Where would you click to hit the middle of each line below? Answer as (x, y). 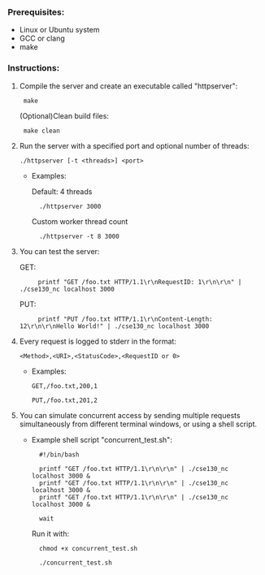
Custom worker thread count (80, 221)
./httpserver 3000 (70, 206)
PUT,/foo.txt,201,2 (65, 400)
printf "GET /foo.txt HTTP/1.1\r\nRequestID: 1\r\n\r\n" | (140, 282)
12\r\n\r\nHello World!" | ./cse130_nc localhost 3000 (114, 326)
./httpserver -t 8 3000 (79, 236)
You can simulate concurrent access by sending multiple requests (130, 415)
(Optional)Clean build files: (64, 115)
